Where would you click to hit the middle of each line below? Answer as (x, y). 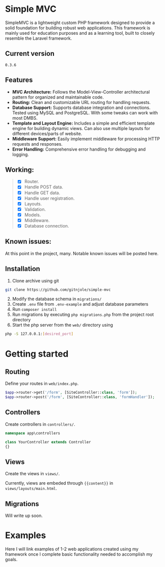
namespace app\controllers (33, 433)
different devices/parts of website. (47, 133)
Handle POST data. (44, 187)
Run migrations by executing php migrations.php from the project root (83, 314)
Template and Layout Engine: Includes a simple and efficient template (83, 123)
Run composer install (34, 309)
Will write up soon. (24, 515)
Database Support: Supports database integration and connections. (81, 107)
